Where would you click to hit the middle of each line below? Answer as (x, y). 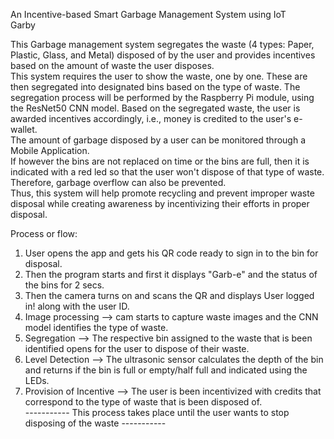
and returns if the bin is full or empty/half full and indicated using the (166, 370)
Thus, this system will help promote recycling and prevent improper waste (162, 193)
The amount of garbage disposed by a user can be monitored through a (158, 140)
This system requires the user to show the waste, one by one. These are (159, 76)
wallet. (24, 129)
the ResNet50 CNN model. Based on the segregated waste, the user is (155, 108)
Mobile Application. (50, 150)
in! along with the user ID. (77, 306)
